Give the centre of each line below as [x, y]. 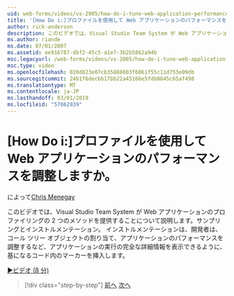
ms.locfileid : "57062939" [45, 105]
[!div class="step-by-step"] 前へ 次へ [77, 285]
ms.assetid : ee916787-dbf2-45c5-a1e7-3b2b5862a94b [82, 53]
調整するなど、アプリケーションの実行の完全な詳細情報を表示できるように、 [117, 246]
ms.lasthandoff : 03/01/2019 [48, 98]
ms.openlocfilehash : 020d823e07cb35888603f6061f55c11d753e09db [101, 72]
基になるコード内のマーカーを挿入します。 [68, 255]
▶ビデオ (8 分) [28, 270]
